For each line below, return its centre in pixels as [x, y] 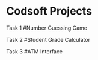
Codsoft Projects [49, 11]
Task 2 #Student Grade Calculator [48, 39]
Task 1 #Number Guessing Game [47, 28]
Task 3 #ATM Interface [35, 51]
